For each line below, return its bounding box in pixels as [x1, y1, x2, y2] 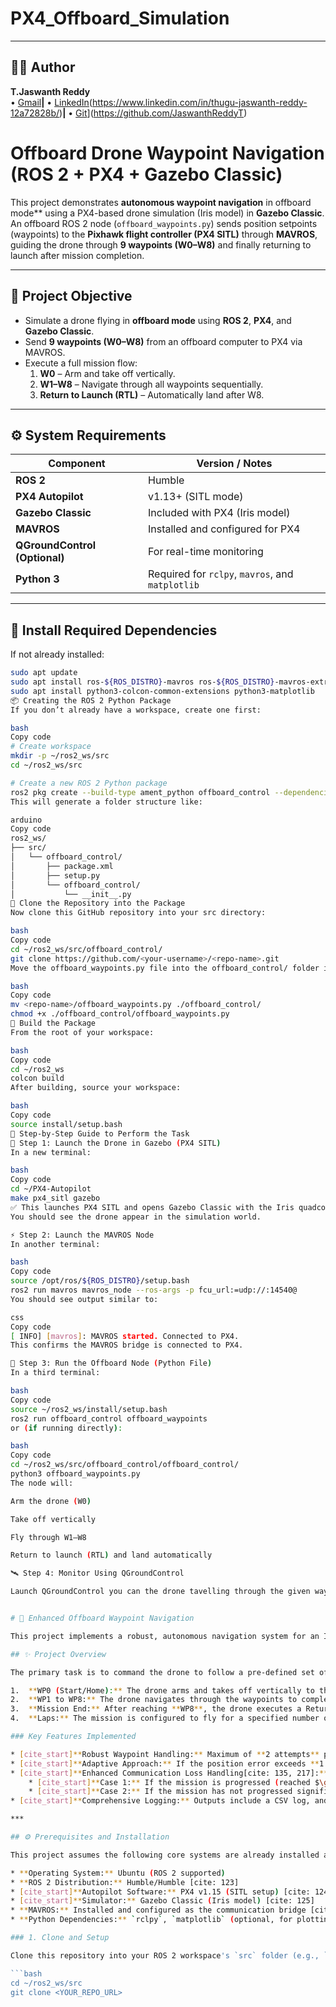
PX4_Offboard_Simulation [10, 7, 230, 30]
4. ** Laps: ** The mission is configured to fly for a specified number [10, 1713, 320, 1724]
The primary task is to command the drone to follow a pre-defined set [10, 1667, 315, 1677]
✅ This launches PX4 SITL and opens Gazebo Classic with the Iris [10, 1202, 295, 1212]
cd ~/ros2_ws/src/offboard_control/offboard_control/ [10, 1460, 240, 1470]
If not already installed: [10, 648, 105, 661]
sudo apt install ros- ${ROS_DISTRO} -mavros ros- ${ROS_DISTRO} [10, 677, 275, 687]
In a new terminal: [10, 1147, 92, 1157]
